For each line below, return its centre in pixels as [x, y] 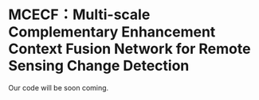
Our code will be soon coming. [59, 87]
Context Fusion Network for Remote [129, 49]
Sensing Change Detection [99, 66]
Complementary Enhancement [112, 32]
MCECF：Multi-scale [79, 15]
